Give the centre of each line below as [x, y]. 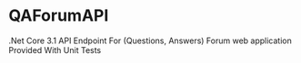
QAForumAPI [59, 16]
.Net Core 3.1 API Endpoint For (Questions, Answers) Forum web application [150, 40]
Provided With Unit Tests [55, 49]
